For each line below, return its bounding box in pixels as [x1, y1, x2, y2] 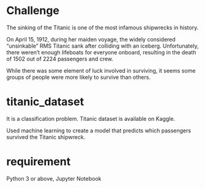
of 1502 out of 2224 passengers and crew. [6, 55, 114, 62]
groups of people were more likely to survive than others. [6, 73, 151, 81]
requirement [6, 155, 71, 168]
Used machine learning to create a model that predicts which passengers [6, 126, 192, 134]
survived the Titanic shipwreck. [6, 133, 86, 140]
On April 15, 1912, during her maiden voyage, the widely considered [6, 35, 176, 43]
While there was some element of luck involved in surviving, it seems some [6, 67, 196, 74]
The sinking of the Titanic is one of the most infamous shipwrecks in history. [6, 24, 199, 31]
